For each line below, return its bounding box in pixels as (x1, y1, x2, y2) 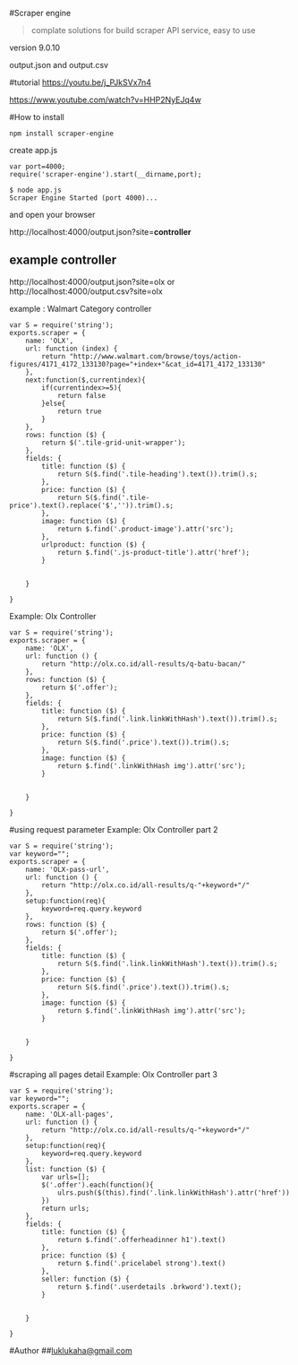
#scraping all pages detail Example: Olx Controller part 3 (9, 1068, 217, 1079)
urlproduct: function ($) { (41, 540, 146, 549)
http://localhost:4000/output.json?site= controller (9, 227, 192, 237)
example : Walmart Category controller (9, 303, 152, 314)
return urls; (41, 1204, 90, 1213)
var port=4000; (9, 162, 66, 171)
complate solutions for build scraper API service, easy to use (30, 25, 256, 35)
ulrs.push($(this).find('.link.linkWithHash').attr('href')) (56, 1188, 291, 1197)
